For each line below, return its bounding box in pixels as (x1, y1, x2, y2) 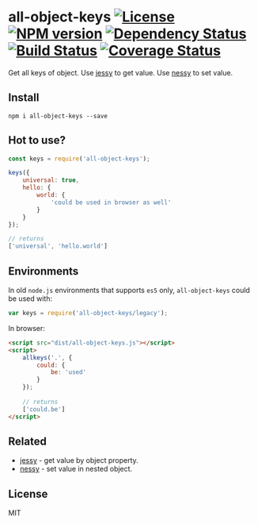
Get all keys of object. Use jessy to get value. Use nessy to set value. (8, 67, 233, 77)
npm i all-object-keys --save (8, 112, 108, 120)
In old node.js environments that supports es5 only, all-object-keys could (8, 286, 251, 295)
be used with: (8, 294, 53, 303)
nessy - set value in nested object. (19, 464, 133, 474)
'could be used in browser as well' (50, 198, 172, 206)
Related (8, 434, 47, 448)
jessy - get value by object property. (19, 456, 138, 465)
